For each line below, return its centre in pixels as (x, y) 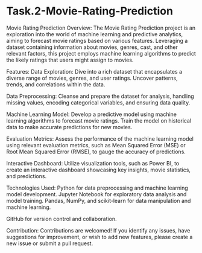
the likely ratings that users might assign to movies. (70, 60)
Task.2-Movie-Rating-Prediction (90, 11)
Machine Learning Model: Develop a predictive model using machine (91, 114)
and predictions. (27, 176)
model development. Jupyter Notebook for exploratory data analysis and (96, 194)
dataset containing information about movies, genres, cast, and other (92, 47)
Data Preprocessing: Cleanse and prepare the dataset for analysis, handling (100, 96)
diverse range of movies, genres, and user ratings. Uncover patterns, (92, 78)
